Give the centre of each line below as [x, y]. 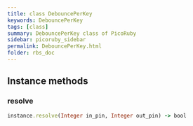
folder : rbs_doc [31, 53]
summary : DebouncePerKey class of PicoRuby [72, 33]
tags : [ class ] [28, 27]
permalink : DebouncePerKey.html [54, 46]
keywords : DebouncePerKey [45, 20]
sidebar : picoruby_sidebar [47, 40]
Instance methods [48, 81]
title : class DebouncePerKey [50, 14]
